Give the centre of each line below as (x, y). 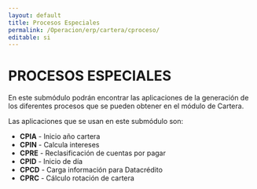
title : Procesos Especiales (54, 23)
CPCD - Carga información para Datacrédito (91, 170)
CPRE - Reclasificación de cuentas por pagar (93, 153)
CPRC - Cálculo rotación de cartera (77, 178)
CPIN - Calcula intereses (59, 145)
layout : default (35, 15)
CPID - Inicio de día (51, 162)
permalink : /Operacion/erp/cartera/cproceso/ (84, 30)
